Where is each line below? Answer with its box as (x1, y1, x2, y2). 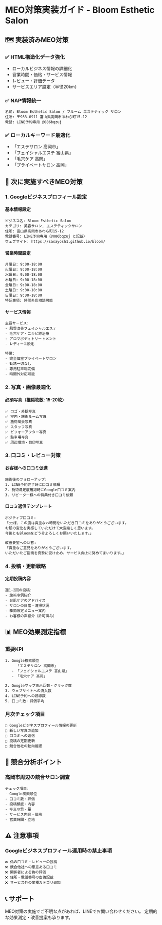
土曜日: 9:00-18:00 (5, 288, 42, 293)
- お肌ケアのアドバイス (5, 598, 46, 603)
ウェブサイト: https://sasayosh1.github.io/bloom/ (5, 239, 106, 244)
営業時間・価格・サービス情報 (12, 71, 72, 77)
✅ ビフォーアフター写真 (5, 429, 47, 434)
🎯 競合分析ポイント (5, 758, 62, 766)
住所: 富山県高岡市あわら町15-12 (5, 229, 64, 233)
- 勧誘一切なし (5, 361, 32, 366)
